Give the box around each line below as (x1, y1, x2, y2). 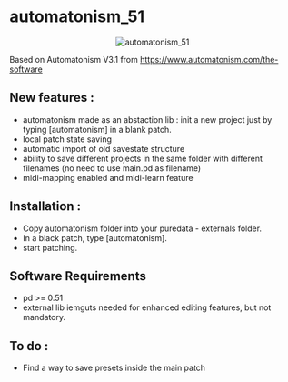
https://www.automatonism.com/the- (139, 54, 279, 65)
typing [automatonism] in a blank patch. (22, 124, 173, 135)
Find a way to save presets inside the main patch (22, 362, 206, 374)
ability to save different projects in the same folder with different (22, 153, 263, 164)
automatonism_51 (9, 6, 145, 27)
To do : (9, 338, 49, 354)
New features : (9, 90, 94, 106)
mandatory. (22, 312, 66, 323)
